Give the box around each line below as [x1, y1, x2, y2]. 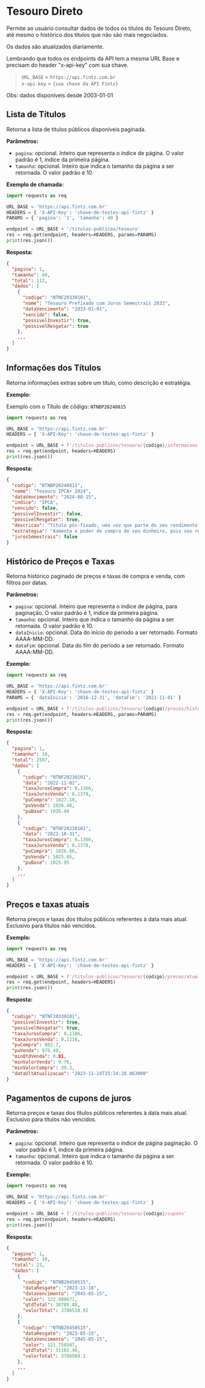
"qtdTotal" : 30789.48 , [22, 1302, 81, 1308]
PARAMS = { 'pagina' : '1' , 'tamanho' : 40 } [6, 215, 119, 221]
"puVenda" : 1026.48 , [22, 802, 75, 809]
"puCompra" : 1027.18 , [22, 797, 78, 803]
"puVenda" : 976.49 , [12, 1047, 62, 1054]
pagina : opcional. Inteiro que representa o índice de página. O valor [15, 149, 184, 157]
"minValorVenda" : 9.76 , [12, 1059, 72, 1065]
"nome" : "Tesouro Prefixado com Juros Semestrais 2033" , [22, 300, 171, 306]
